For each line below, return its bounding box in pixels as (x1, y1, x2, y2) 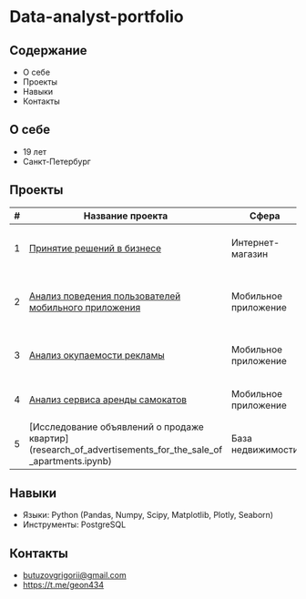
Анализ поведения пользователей (28, 289, 181, 302)
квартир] (28, 431, 70, 444)
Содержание (9, 43, 88, 58)
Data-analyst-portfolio (9, 6, 184, 27)
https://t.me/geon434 (22, 580, 105, 591)
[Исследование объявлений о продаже (28, 421, 205, 433)
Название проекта (83, 209, 168, 222)
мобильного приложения (28, 300, 141, 313)
